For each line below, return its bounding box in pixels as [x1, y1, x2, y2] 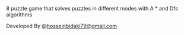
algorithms [6, 11, 33, 18]
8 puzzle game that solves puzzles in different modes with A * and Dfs [6, 5, 179, 12]
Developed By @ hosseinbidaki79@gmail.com [6, 23, 118, 29]
